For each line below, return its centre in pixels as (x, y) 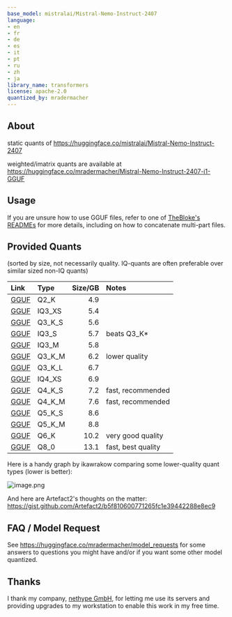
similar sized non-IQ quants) (48, 271)
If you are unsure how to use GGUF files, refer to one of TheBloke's (104, 218)
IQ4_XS (49, 379)
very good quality (134, 436)
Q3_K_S (50, 323)
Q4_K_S (50, 390)
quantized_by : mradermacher (48, 98)
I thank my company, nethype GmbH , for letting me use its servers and (109, 599)
